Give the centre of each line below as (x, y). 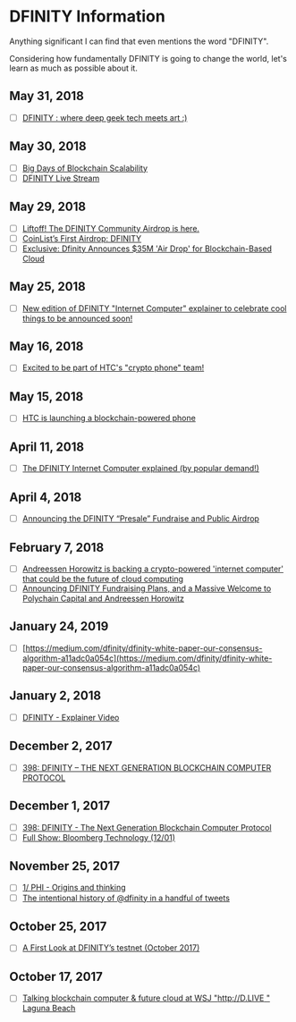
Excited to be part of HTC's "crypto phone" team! (113, 367)
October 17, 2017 (56, 976)
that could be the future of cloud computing (103, 579)
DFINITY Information (87, 17)
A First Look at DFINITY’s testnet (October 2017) (111, 948)
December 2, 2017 (61, 746)
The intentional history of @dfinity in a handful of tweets (126, 898)
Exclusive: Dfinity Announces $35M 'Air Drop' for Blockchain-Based (147, 249)
